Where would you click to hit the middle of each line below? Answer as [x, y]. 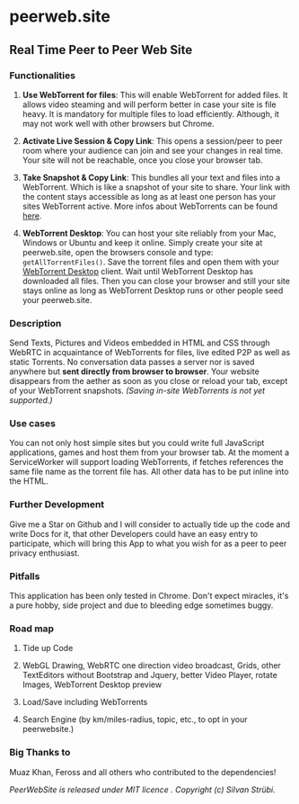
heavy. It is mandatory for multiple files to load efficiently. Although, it [151, 113]
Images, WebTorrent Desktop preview [92, 684]
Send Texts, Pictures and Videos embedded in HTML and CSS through [140, 343]
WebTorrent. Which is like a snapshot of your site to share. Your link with [156, 187]
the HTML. [29, 481]
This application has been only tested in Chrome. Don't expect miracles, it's [149, 596]
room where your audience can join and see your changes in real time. [153, 150]
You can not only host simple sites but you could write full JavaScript [137, 443]
